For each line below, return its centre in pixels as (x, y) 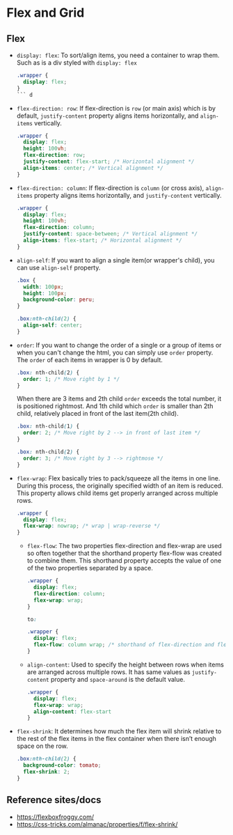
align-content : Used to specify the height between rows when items (125, 664)
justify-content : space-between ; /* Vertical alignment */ (111, 234)
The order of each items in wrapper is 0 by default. (89, 359)
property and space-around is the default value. (118, 679)
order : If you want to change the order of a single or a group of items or (119, 345)
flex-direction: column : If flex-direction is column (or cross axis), (110, 188)
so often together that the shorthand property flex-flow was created (124, 553)
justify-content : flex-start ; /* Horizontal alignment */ (109, 162)
